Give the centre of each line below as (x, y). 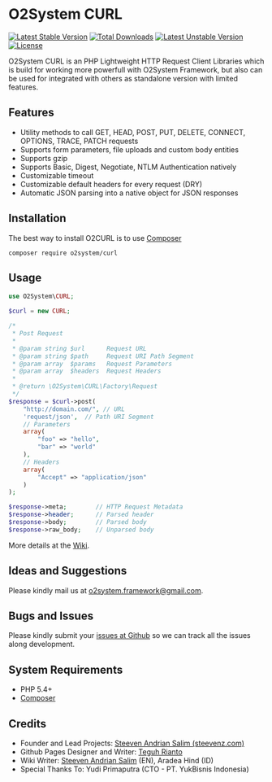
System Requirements (66, 669)
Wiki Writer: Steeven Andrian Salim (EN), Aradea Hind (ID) (117, 760)
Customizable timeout (57, 175)
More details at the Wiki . (49, 545)
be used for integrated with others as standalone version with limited (123, 78)
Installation (37, 218)
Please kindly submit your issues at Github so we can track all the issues (130, 636)
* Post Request (37, 334)
